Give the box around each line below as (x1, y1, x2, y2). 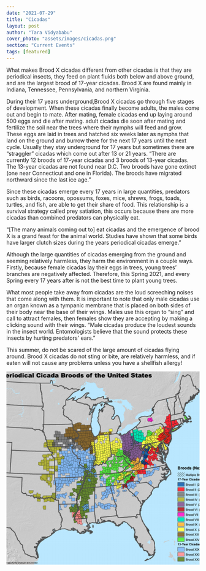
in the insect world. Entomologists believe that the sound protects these (6, 328, 188, 335)
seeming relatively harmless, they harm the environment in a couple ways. (6, 257, 194, 264)
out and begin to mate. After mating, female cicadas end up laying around (6, 110, 193, 118)
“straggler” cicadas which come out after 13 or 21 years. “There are (6, 150, 177, 157)
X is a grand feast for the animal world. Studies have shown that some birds (6, 232, 197, 239)
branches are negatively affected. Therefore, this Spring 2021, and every (6, 270, 190, 277)
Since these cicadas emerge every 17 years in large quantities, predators (6, 188, 190, 195)
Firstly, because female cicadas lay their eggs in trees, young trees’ (6, 264, 177, 271)
